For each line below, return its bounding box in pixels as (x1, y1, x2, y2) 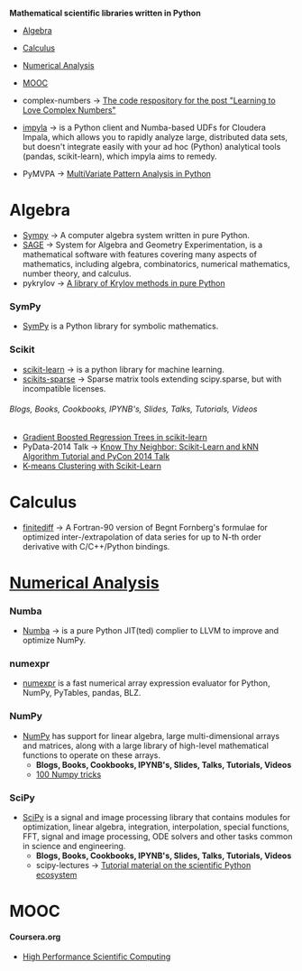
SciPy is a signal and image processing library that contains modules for (22, 812, 291, 823)
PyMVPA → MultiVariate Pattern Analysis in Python (22, 169, 212, 179)
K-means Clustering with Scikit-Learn (22, 460, 162, 471)
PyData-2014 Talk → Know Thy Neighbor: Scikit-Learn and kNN (22, 441, 260, 452)
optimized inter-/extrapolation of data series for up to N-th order (22, 532, 261, 542)
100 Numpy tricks (35, 769, 102, 780)
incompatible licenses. (22, 383, 106, 393)
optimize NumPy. (22, 635, 87, 646)
